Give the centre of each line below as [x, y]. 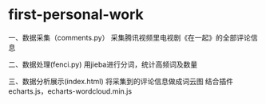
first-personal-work [76, 15]
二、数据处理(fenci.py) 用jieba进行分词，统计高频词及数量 [103, 64]
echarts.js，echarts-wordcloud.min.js [70, 91]
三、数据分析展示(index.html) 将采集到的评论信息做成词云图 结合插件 [121, 81]
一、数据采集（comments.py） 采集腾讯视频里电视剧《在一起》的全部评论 [130, 37]
